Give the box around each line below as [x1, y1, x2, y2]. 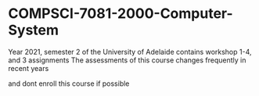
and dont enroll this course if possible [8, 79, 130, 88]
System [8, 21, 59, 39]
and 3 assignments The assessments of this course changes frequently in [8, 55, 246, 65]
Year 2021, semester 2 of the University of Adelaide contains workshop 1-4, [8, 47, 252, 56]
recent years [8, 63, 49, 73]
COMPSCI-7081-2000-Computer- [8, 5, 233, 23]
